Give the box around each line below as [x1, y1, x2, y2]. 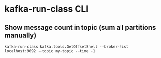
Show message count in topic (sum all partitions [4, 23, 156, 32]
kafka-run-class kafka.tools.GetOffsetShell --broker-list [4, 44, 129, 49]
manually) [4, 31, 37, 39]
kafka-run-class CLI [4, 3, 89, 15]
